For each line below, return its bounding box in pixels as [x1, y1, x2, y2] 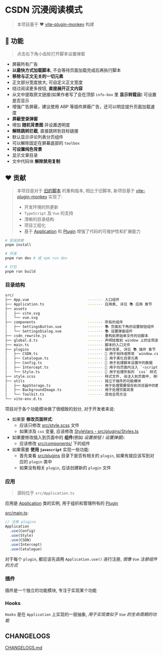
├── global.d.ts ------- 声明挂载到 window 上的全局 [5, 338, 155, 343]
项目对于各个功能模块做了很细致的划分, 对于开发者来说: [5, 406, 115, 412]
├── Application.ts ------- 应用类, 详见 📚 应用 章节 [5, 302, 152, 306]
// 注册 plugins [5, 520, 36, 524]
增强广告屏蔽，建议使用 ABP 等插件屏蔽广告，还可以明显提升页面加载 [12, 103, 151, 109]
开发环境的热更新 [24, 204, 59, 210]
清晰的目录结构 [24, 216, 54, 222]
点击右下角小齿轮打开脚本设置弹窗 [16, 50, 85, 56]
